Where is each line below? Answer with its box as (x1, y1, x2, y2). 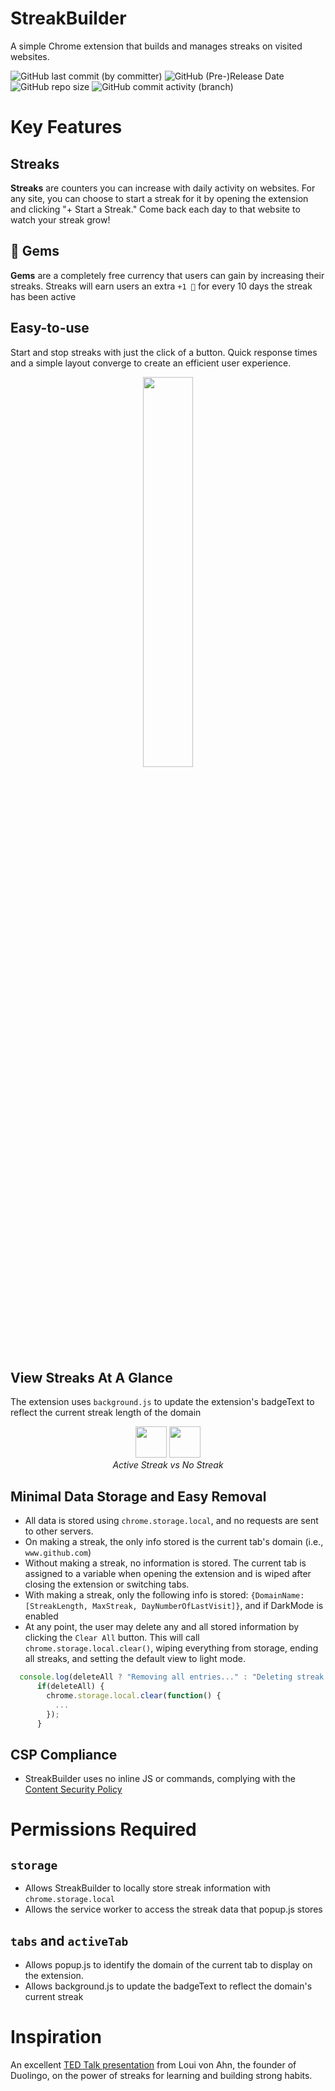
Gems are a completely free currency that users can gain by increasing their (10, 269, 325, 281)
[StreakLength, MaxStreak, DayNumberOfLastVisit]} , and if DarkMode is (24, 1600, 324, 1612)
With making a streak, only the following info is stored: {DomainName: (24, 1589, 305, 1601)
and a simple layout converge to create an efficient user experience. (10, 357, 292, 369)
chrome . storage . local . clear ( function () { (46, 1690, 222, 1701)
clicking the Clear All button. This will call (24, 1632, 200, 1644)
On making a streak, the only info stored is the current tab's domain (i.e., (24, 1536, 324, 1548)
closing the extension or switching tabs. (24, 1578, 190, 1591)
